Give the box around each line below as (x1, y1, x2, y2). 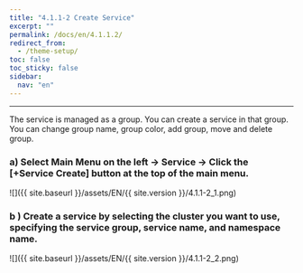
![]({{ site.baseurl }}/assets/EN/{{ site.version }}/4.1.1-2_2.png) (9, 253, 239, 264)
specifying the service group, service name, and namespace (9, 221, 281, 233)
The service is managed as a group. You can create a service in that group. (9, 114, 289, 125)
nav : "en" (17, 80, 54, 89)
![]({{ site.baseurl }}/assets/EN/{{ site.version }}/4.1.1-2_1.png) (9, 187, 237, 198)
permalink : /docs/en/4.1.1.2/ (9, 30, 124, 39)
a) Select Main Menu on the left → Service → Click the (9, 155, 249, 168)
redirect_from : (9, 38, 67, 48)
